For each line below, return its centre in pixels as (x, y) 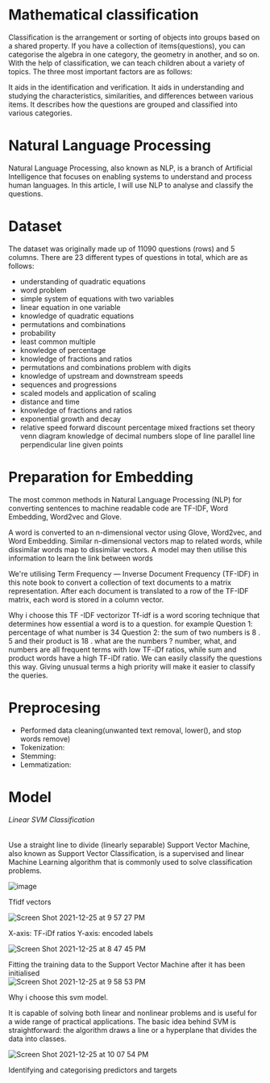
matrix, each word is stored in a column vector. (86, 599)
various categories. (40, 113)
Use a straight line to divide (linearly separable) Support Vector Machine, (129, 845)
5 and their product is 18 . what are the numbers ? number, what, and (123, 640)
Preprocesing (54, 707)
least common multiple (58, 342)
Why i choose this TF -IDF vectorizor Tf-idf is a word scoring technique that (134, 615)
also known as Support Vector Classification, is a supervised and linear (126, 854)
